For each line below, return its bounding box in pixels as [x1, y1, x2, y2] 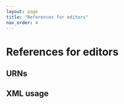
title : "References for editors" [6, 14, 89, 20]
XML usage [6, 89, 49, 99]
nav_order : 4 [6, 19, 38, 25]
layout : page [6, 8, 38, 15]
